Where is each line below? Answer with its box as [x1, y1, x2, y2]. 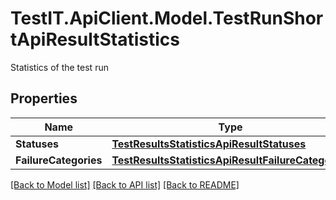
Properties [10, 90, 78, 107]
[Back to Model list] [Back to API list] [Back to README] [10, 178, 240, 191]
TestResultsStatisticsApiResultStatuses [111, 137, 307, 151]
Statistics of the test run [10, 61, 109, 73]
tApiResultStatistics [10, 28, 180, 51]
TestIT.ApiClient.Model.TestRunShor [10, 7, 324, 30]
